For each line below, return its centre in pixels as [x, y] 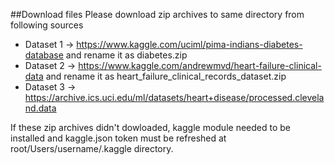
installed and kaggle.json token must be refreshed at [118, 138]
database [44, 55]
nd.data [40, 108]
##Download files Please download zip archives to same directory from [157, 14]
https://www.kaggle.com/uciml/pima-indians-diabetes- [189, 44]
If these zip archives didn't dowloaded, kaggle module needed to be [150, 127]
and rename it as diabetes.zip [126, 55]
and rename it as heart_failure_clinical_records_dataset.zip [166, 76]
